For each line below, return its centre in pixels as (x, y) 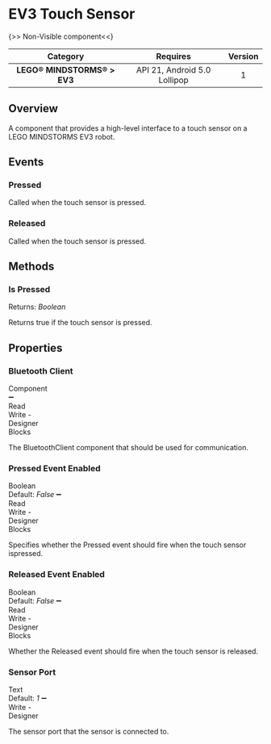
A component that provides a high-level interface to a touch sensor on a (128, 128)
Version (243, 56)
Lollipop (174, 80)
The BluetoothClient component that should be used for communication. (128, 448)
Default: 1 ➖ (27, 698)
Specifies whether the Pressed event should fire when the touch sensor (127, 545)
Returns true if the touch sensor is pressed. (80, 323)
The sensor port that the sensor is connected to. (89, 731)
